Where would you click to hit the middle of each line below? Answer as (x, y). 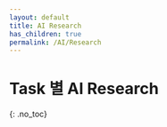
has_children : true (46, 34)
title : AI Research (46, 26)
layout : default (39, 17)
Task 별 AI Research (84, 89)
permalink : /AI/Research (55, 42)
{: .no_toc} (28, 114)
